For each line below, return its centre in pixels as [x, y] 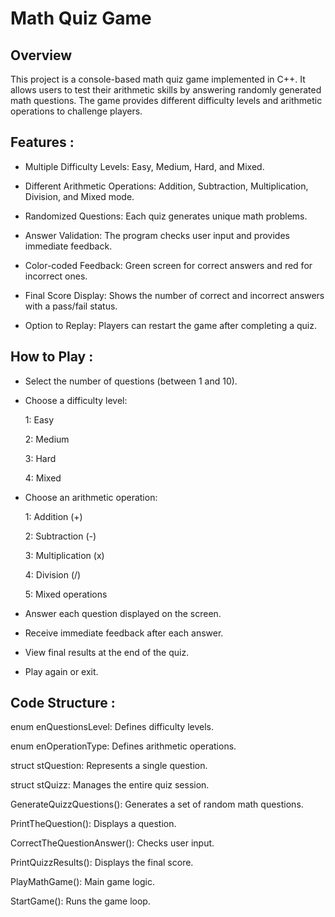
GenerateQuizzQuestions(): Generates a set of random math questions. [157, 804]
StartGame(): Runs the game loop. [80, 901]
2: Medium [47, 439]
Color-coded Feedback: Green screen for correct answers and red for [168, 265]
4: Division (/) [53, 574]
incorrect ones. [56, 276]
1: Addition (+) [53, 516]
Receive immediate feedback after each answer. [124, 633]
